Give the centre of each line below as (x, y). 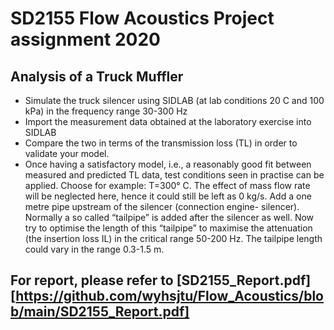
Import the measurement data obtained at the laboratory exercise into (168, 121)
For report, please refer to (92, 280)
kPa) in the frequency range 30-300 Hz (106, 111)
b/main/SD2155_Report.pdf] (100, 312)
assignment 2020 (85, 39)
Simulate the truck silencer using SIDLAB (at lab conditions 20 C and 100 (174, 100)
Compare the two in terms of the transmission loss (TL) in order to (161, 143)
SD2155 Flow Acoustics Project (142, 18)
